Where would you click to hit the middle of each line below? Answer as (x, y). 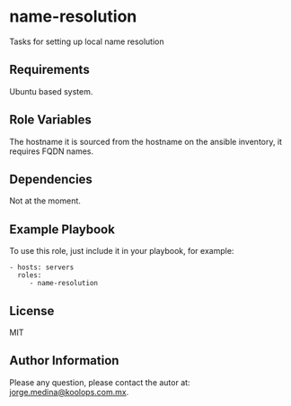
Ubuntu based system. (51, 91)
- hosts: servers (42, 267)
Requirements (49, 70)
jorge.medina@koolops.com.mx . (69, 392)
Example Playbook (62, 229)
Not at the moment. (45, 201)
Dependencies (51, 179)
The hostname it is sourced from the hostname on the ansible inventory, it (146, 141)
